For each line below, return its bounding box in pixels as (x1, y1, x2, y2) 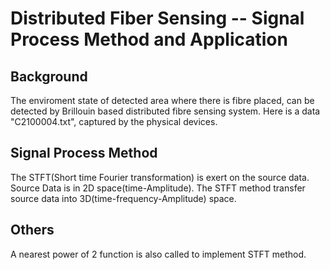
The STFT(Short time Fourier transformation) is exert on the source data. (10, 171, 310, 183)
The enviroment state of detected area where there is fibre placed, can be (10, 95, 315, 106)
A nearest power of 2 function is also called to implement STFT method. (10, 248, 307, 260)
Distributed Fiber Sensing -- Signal (10, 7, 305, 30)
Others (10, 222, 55, 239)
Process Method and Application (10, 28, 288, 51)
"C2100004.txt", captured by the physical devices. (10, 116, 218, 127)
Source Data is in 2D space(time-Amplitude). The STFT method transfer (10, 182, 306, 194)
